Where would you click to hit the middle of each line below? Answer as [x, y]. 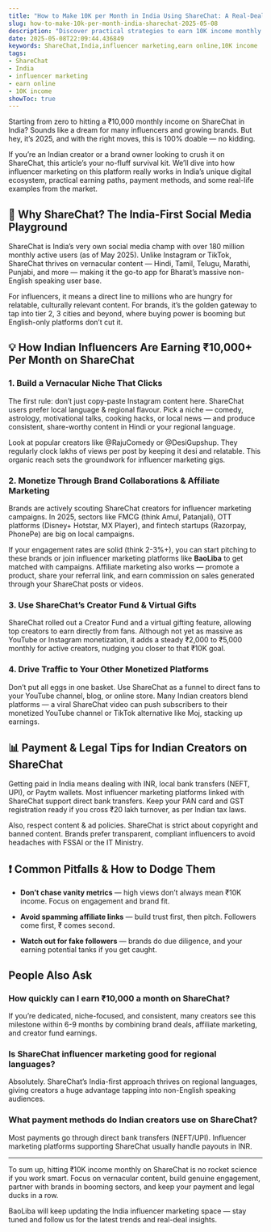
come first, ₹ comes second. [67, 925]
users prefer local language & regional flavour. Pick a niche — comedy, [126, 409]
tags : [17, 53]
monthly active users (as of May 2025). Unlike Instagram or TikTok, [120, 255]
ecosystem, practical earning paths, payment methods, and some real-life [131, 180]
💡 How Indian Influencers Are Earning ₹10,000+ [130, 347]
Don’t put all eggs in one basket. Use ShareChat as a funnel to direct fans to [134, 687]
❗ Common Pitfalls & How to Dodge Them [112, 869]
